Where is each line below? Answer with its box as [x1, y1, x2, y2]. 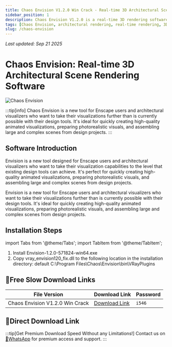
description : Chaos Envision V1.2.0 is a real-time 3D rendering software [5, 17, 168, 22]
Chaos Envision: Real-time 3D [5, 59, 135, 70]
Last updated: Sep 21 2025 [5, 41, 62, 47]
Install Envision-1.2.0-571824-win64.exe [12, 249, 98, 256]
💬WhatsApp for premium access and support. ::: [5, 336, 107, 342]
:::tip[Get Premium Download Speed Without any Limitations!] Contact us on [5, 331, 165, 337]
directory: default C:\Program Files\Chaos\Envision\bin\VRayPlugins [12, 260, 155, 267]
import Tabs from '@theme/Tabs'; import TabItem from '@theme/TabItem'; [5, 240, 163, 246]
